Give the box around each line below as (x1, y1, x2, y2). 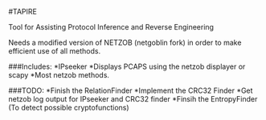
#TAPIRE (8, 7, 38, 16)
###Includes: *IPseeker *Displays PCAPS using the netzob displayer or (8, 62, 246, 71)
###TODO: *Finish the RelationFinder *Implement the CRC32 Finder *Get (8, 86, 253, 95)
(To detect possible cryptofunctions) (8, 103, 130, 112)
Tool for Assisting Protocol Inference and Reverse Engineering (8, 22, 215, 31)
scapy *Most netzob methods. (8, 70, 110, 79)
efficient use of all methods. (8, 46, 101, 55)
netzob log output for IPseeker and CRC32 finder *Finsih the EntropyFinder (8, 94, 258, 103)
